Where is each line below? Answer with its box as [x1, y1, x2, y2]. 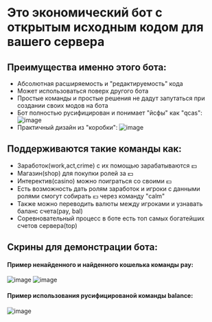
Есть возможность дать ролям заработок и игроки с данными [16, 184, 200, 193]
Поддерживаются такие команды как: [7, 143, 182, 155]
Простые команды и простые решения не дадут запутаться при [16, 94, 205, 102]
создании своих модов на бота [16, 102, 108, 109]
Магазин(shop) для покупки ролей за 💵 [16, 169, 134, 177]
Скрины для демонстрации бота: [7, 242, 158, 253]
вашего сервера [7, 34, 105, 49]
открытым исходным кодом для [7, 19, 204, 35]
